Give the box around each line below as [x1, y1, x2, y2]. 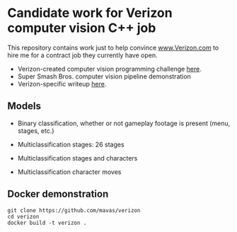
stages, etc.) [17, 126, 54, 135]
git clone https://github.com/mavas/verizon [7, 207, 141, 214]
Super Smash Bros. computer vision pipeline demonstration [17, 72, 191, 81]
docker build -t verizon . [7, 219, 87, 226]
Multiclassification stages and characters [17, 153, 138, 162]
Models [7, 100, 41, 112]
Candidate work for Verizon [7, 5, 173, 21]
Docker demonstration [7, 188, 109, 200]
